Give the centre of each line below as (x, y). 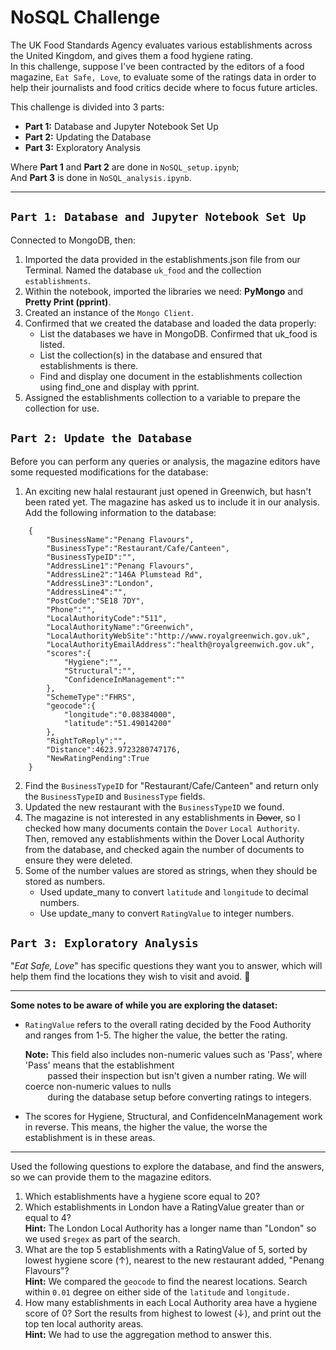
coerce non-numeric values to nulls (98, 1087)
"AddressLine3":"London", (100, 583)
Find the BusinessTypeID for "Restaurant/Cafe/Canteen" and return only (171, 785)
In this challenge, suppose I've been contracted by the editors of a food (157, 66)
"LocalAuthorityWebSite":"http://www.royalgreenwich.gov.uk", (178, 636)
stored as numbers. (65, 881)
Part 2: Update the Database (101, 438)
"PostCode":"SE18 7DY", (95, 601)
